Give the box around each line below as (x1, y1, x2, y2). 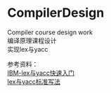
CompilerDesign (7, 5, 105, 21)
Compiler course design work (7, 28, 93, 36)
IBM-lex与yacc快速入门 (7, 69, 75, 77)
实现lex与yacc (7, 45, 48, 53)
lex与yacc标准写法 (7, 77, 61, 85)
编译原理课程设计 (7, 36, 57, 45)
